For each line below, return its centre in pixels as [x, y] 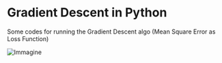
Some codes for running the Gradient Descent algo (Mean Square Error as [111, 32]
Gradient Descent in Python [87, 13]
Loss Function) [28, 38]
